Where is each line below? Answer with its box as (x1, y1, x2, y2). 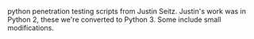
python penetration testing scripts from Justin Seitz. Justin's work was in (7, 7, 247, 16)
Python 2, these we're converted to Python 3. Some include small (7, 15, 221, 24)
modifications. (7, 23, 55, 32)
